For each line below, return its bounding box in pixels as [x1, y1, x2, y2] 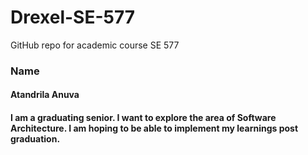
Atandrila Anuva [10, 89, 80, 101]
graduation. [10, 133, 61, 145]
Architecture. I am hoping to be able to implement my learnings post [10, 122, 299, 135]
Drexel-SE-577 [10, 6, 136, 29]
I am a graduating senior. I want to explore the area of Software [10, 112, 277, 124]
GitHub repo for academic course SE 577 [10, 39, 180, 51]
